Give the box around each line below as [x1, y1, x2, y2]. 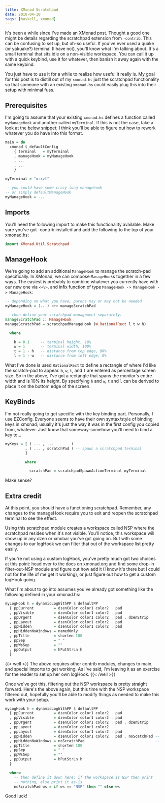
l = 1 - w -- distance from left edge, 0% [14, 353, 107, 358]
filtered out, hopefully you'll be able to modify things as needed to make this [5, 691, 160, 697]
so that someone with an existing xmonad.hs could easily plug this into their [5, 82, 157, 88]
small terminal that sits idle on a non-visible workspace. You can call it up [5, 51, 154, 57]
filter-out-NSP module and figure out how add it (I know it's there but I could [5, 566, 160, 572]
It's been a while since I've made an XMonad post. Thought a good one [5, 30, 150, 36]
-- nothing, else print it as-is [14, 779, 83, 785]
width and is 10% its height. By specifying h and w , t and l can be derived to [5, 378, 159, 384]
